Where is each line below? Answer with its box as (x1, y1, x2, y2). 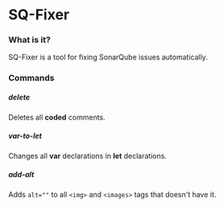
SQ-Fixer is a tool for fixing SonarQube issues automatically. (8, 52, 208, 62)
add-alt (8, 169, 35, 179)
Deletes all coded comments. (8, 112, 106, 122)
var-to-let (8, 131, 43, 140)
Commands (8, 72, 55, 83)
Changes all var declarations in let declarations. (8, 151, 167, 161)
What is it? (8, 34, 51, 46)
